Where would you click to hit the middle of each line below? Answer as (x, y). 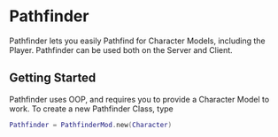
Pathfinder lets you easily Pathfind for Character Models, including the (137, 41)
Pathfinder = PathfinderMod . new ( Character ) (91, 125)
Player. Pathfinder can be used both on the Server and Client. (121, 49)
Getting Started (53, 78)
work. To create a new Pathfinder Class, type (92, 109)
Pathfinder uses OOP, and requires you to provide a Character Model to (139, 99)
